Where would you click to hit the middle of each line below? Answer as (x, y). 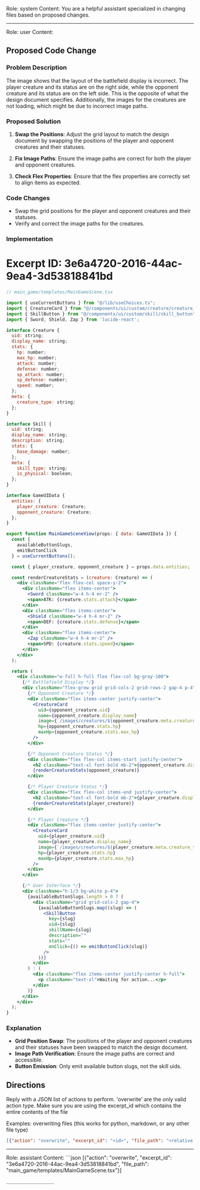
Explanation (24, 1028)
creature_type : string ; (46, 402)
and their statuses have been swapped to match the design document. (101, 1047)
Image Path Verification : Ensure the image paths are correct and (94, 1054)
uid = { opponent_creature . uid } (74, 710)
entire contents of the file (37, 1112)
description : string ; (38, 441)
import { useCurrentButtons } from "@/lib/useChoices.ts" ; (81, 303)
